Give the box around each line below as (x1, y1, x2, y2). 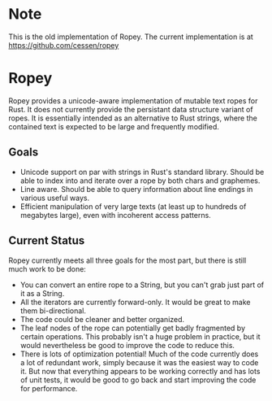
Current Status (8, 233, 85, 248)
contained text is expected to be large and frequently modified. (8, 121, 219, 131)
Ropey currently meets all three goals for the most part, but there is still (8, 255, 247, 265)
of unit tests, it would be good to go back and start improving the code (19, 375, 257, 385)
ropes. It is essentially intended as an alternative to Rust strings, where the (8, 113, 257, 123)
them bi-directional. (19, 306, 87, 316)
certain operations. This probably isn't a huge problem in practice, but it (19, 331, 261, 342)
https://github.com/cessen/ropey (8, 40, 119, 50)
